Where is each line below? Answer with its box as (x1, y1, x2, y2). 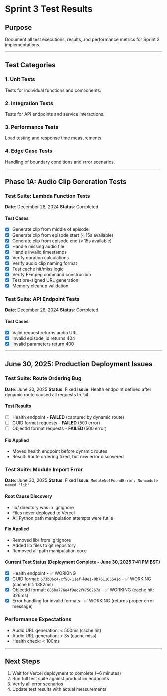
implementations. (5, 42, 41, 48)
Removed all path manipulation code (12, 547, 87, 554)
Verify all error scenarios (12, 681, 63, 687)
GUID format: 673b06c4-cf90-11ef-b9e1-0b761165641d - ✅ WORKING (12, 576, 152, 582)
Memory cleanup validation (12, 283, 69, 289)
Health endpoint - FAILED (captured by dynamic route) (12, 414, 124, 420)
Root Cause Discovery (5, 493, 52, 499)
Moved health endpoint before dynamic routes (12, 448, 108, 454)
